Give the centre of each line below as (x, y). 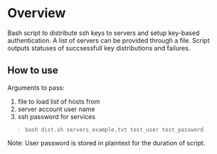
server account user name (56, 109)
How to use (33, 70)
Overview (37, 13)
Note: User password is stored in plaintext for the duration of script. (106, 143)
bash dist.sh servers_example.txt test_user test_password (114, 130)
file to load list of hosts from (59, 101)
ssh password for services (57, 116)
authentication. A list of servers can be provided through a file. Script (108, 40)
